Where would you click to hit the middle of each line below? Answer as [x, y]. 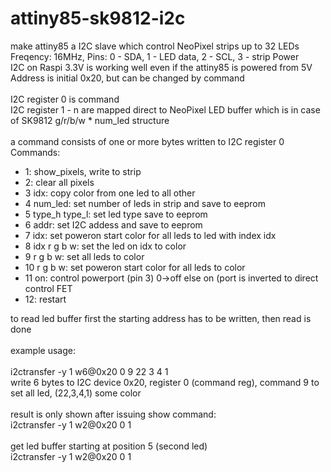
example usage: [43, 350]
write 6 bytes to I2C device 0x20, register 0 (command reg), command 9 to [165, 382]
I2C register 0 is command [65, 99]
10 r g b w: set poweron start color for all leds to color [135, 267]
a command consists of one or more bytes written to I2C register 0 [147, 141]
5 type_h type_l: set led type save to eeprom [116, 214]
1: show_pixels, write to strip [83, 171]
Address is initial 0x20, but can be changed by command [127, 78]
